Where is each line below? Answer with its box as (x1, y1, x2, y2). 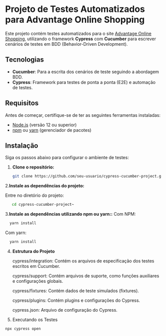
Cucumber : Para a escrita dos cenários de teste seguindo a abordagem (12, 69, 160, 75)
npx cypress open (5, 326, 41, 331)
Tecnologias (5, 56, 44, 64)
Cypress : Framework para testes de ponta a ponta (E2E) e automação (12, 79, 156, 85)
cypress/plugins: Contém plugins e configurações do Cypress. (12, 297, 140, 303)
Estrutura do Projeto (12, 248, 55, 254)
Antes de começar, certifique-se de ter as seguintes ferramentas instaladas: (5, 112, 161, 118)
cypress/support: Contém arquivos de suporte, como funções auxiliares (12, 272, 160, 279)
